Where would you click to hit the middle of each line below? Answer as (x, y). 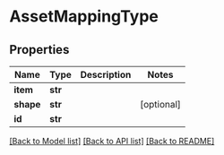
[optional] (161, 104)
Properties (39, 50)
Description (106, 75)
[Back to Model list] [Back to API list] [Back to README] (112, 141)
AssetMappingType (84, 17)
